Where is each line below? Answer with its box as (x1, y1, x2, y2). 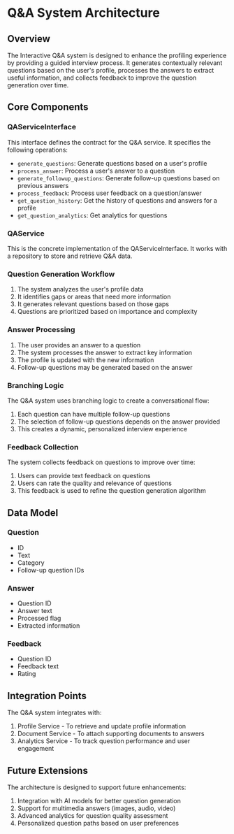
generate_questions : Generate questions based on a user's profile (17, 159, 207, 167)
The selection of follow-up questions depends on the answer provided (17, 417, 221, 426)
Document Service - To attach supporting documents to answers (17, 729, 205, 738)
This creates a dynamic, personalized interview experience (17, 424, 187, 433)
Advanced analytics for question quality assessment (17, 812, 168, 820)
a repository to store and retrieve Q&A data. (7, 252, 133, 260)
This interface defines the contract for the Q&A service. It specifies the (7, 138, 211, 146)
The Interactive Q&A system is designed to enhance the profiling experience (7, 51, 227, 59)
